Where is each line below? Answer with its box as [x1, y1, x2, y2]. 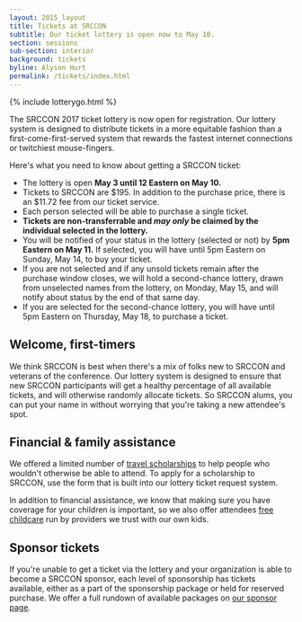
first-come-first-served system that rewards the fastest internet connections [9, 132, 293, 144]
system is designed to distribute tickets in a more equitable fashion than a [9, 123, 282, 134]
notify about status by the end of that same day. [22, 291, 200, 302]
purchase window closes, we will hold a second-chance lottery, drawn [22, 272, 284, 283]
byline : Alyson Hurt [9, 64, 87, 73]
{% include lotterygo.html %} [9, 96, 117, 107]
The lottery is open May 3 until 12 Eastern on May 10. [22, 177, 222, 188]
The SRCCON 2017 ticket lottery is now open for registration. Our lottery [9, 113, 276, 124]
